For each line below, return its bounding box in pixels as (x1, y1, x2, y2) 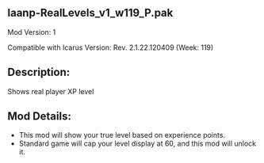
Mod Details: (7, 110, 72, 123)
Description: (7, 66, 71, 79)
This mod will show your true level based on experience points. (18, 131, 226, 140)
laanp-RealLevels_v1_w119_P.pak (7, 6, 174, 20)
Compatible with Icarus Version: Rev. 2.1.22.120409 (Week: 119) (7, 43, 214, 52)
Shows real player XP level (7, 86, 94, 96)
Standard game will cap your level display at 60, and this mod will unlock (18, 138, 257, 149)
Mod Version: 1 (7, 27, 56, 36)
